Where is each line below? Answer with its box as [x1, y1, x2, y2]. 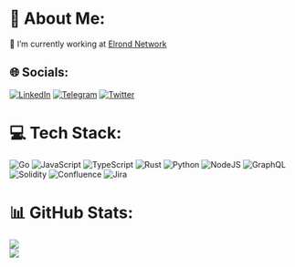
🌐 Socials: [9, 65, 69, 80]
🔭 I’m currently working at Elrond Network [9, 38, 167, 49]
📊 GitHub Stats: [9, 202, 134, 222]
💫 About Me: [9, 8, 106, 29]
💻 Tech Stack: [9, 122, 122, 143]
